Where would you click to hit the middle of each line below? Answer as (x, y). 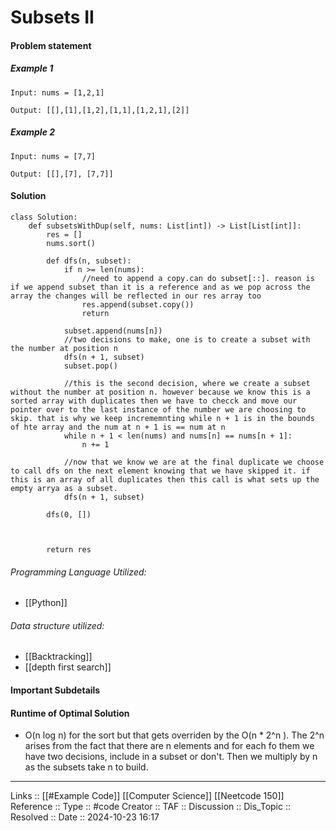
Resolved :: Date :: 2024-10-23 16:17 (85, 817)
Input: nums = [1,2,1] (57, 92)
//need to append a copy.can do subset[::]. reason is (198, 278)
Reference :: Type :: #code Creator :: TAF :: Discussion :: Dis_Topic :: (151, 807)
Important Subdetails (55, 690)
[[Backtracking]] (58, 657)
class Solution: (44, 217)
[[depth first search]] (68, 667)
